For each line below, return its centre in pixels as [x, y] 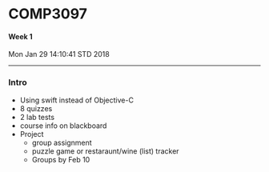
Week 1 [20, 36]
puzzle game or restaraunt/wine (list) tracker [105, 151]
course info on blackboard [63, 126]
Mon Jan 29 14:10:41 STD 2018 [59, 54]
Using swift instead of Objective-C [77, 100]
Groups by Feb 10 [61, 159]
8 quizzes [36, 108]
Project [32, 134]
